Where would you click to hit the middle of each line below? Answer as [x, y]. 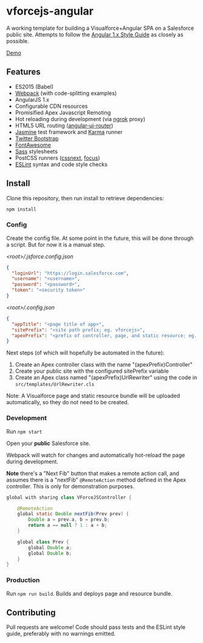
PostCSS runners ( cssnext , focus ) [57, 158]
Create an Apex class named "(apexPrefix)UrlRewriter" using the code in [106, 378]
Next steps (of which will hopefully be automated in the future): [85, 353]
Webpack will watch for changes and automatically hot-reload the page [96, 455]
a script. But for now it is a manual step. [56, 244]
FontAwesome [33, 145]
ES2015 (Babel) [34, 86]
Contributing [31, 612]
